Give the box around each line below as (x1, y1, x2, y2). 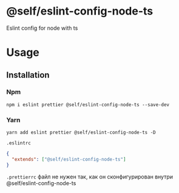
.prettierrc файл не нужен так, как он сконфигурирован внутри (6, 173, 174, 180)
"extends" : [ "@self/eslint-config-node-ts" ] (12, 156, 126, 162)
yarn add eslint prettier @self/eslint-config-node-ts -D (6, 129, 156, 136)
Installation (6, 70, 50, 80)
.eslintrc (6, 140, 32, 146)
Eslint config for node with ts (6, 24, 78, 32)
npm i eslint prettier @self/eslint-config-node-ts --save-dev (6, 101, 170, 107)
